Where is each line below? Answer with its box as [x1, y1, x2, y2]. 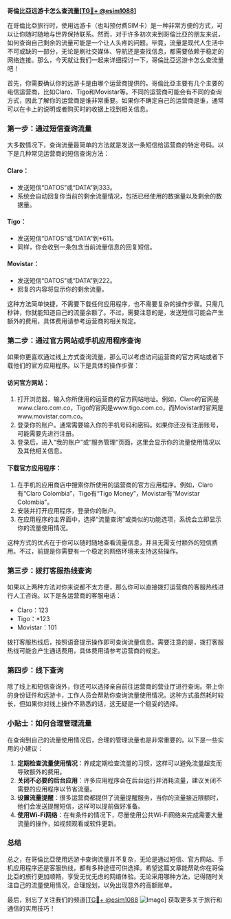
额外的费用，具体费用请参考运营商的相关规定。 [7, 316, 140, 325]
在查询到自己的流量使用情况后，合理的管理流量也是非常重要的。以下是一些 [7, 736, 218, 744]
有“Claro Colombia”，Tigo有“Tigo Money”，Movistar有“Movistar [16, 489, 200, 497]
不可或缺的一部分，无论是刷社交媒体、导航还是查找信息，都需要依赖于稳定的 [7, 48, 224, 55]
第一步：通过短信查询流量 [7, 123, 92, 133]
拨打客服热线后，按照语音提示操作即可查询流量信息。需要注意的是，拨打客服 [7, 638, 224, 646]
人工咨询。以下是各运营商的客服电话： [12, 591, 122, 599]
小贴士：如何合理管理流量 [7, 718, 92, 728]
